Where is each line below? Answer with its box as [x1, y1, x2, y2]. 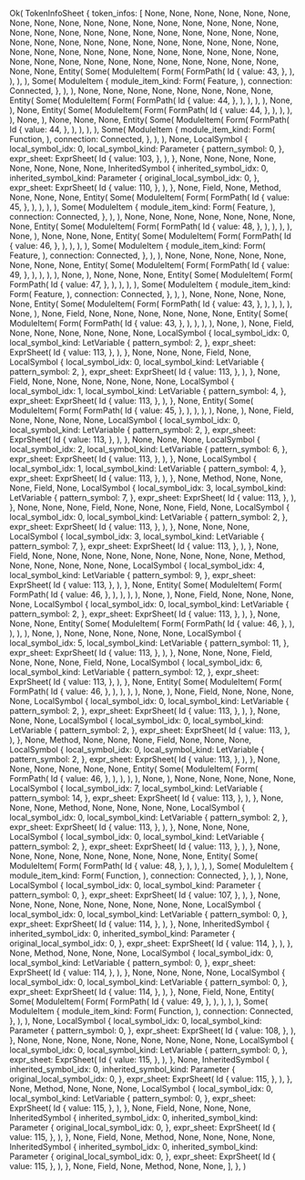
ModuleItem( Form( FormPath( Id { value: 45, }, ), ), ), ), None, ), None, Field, [9, 405, 294, 416]
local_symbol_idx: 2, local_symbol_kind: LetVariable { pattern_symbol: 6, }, [9, 444, 289, 454]
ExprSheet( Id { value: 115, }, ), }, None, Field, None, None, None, [9, 1102, 252, 1113]
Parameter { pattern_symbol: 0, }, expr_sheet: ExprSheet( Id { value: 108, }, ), [9, 1025, 297, 1036]
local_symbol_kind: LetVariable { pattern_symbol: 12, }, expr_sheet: [9, 667, 259, 678]
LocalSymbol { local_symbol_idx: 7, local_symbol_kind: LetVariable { [9, 783, 264, 793]
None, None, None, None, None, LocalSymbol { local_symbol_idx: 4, [9, 560, 266, 571]
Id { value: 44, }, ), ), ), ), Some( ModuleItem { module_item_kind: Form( [9, 124, 276, 135]
